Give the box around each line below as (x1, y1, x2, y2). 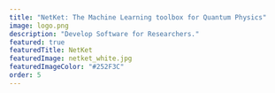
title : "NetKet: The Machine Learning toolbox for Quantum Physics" (9, 12, 267, 22)
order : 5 (9, 71, 42, 80)
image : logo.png (9, 21, 69, 30)
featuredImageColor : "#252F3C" (9, 63, 125, 72)
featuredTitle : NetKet (9, 46, 93, 55)
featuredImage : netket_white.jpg (9, 54, 133, 63)
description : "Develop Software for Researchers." (9, 29, 200, 38)
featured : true (9, 37, 65, 47)
